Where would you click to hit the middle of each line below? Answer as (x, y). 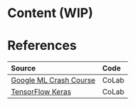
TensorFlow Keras (41, 92)
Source (23, 68)
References (42, 46)
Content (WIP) (50, 13)
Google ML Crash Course (53, 80)
